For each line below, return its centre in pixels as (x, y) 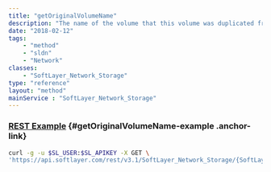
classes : (23, 68)
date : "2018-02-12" (41, 31)
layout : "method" (38, 90)
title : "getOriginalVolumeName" (63, 16)
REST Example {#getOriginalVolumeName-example (111, 126)
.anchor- (233, 126)
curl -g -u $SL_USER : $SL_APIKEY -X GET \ (79, 153)
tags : (17, 38)
